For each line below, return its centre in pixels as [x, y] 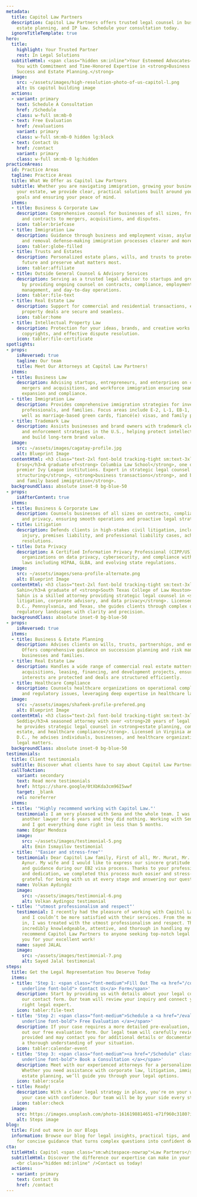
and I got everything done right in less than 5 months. [93, 825]
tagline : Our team [39, 361]
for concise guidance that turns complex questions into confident [101, 1141]
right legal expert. [47, 1005]
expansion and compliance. [55, 394]
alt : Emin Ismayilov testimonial [62, 847]
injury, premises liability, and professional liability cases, [102, 535]
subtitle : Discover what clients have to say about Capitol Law [91, 765]
